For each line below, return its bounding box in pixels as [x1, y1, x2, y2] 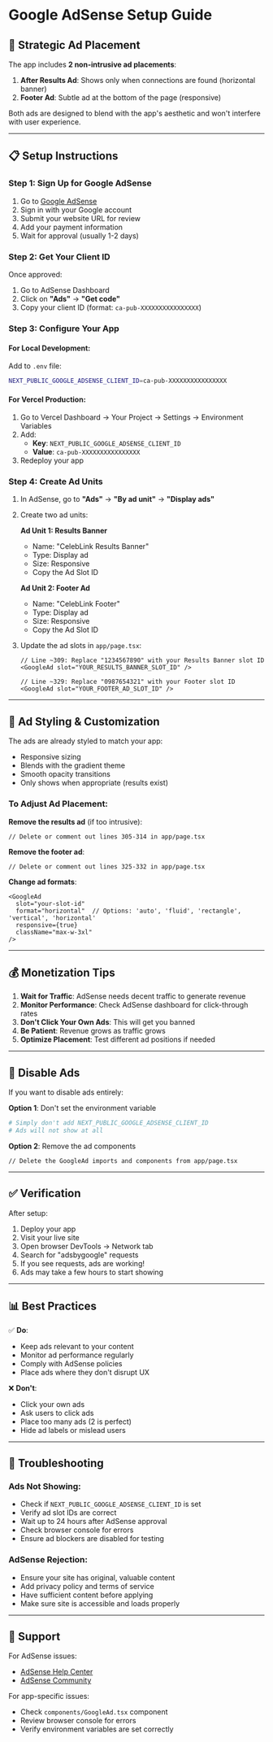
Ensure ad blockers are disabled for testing [19, 1534, 165, 1544]
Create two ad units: [19, 510, 89, 520]
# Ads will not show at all [8, 1126, 104, 1135]
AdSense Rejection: [8, 1554, 88, 1566]
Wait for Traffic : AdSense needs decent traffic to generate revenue [19, 991, 246, 1001]
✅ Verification [8, 1187, 81, 1200]
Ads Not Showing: [8, 1480, 81, 1492]
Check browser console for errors [19, 1525, 134, 1535]
